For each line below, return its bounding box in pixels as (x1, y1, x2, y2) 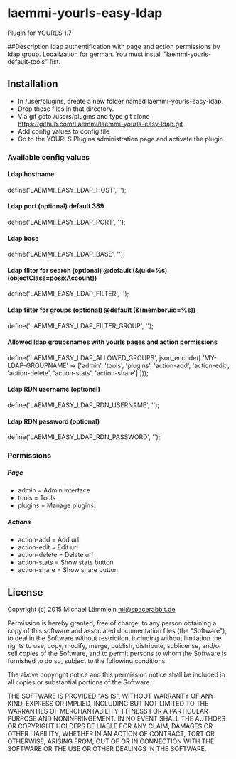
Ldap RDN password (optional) (7, 417, 100, 426)
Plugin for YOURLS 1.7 (7, 28, 73, 37)
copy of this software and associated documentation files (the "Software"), (7, 626, 227, 635)
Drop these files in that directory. (17, 104, 114, 113)
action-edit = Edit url (17, 543, 78, 551)
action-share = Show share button (17, 566, 119, 574)
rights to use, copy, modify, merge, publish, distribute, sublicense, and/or (7, 641, 222, 650)
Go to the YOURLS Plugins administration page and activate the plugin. (17, 134, 225, 143)
